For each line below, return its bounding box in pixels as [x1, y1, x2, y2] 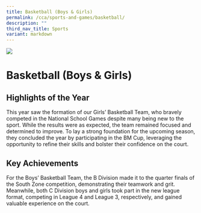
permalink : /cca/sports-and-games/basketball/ [6, 14, 125, 21]
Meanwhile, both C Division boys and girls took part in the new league [6, 186, 180, 194]
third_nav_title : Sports [6, 25, 69, 32]
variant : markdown [6, 31, 52, 37]
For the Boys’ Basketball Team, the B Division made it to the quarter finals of [6, 174, 195, 181]
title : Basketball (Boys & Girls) [6, 8, 93, 15]
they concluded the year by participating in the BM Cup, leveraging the [6, 134, 182, 142]
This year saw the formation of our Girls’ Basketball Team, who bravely [6, 109, 182, 116]
